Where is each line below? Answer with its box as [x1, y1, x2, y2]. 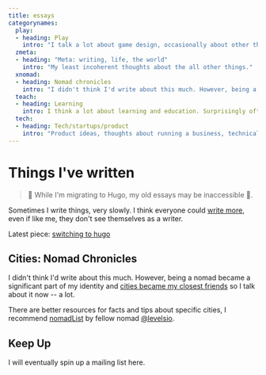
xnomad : [15, 71, 41, 78]
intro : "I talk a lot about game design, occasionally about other [22, 41, 249, 49]
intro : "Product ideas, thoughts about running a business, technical [22, 129, 260, 137]
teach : [15, 93, 37, 101]
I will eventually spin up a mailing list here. [8, 358, 146, 367]
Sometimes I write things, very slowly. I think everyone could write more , [8, 205, 245, 215]
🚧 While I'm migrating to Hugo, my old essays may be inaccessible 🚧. [27, 189, 253, 199]
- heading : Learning [15, 100, 83, 108]
